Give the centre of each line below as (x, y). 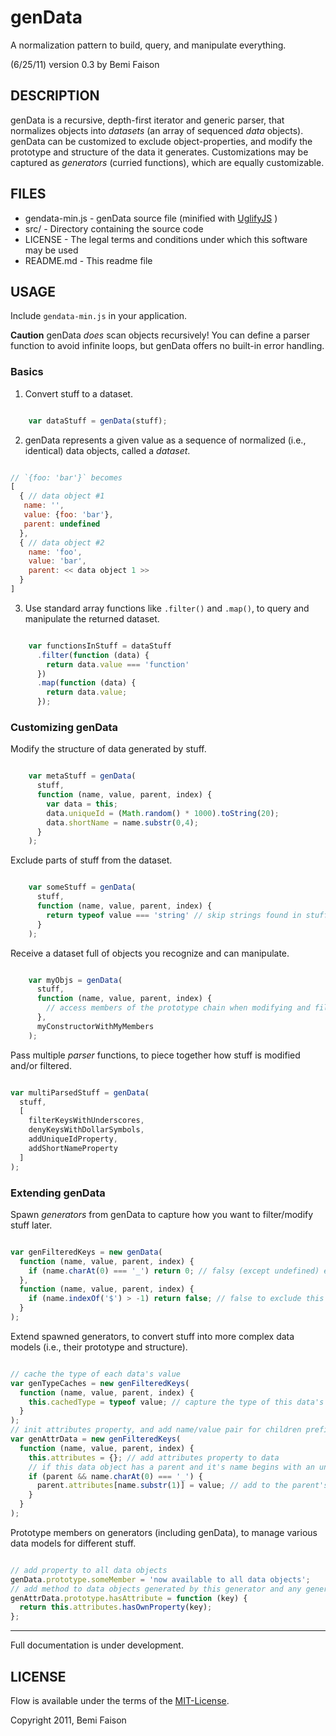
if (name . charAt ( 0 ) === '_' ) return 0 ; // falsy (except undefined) (174, 1271)
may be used (51, 250)
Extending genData (58, 1193)
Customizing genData (64, 727)
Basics (27, 372)
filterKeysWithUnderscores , (86, 1121)
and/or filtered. (41, 1065)
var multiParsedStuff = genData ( (80, 1092)
